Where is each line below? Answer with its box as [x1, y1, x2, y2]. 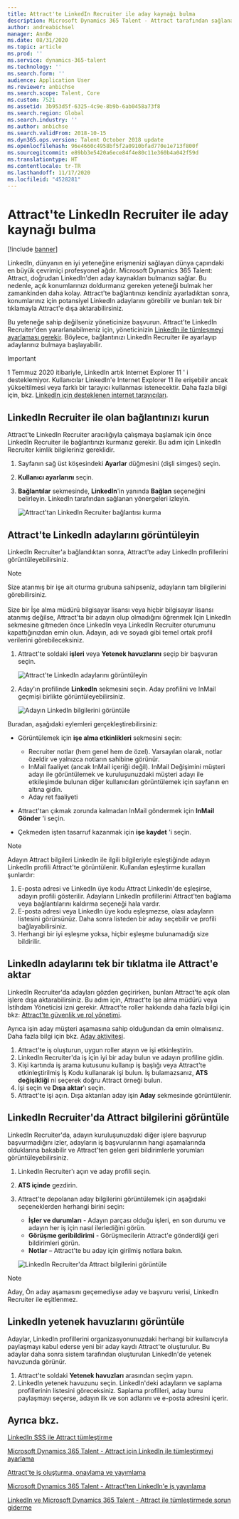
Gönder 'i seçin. [17, 814, 65, 822]
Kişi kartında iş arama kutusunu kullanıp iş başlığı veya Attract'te [17, 1061, 206, 1069]
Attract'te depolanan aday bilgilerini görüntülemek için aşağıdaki [17, 1195, 206, 1203]
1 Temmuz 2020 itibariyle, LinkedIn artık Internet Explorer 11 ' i [7, 368, 188, 377]
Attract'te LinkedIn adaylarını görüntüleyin [7, 529, 200, 541]
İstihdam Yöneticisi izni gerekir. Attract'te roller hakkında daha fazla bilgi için [7, 1002, 230, 1011]
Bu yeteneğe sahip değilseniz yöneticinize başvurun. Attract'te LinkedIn [7, 318, 217, 327]
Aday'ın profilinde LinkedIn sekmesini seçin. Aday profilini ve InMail [17, 684, 216, 694]
